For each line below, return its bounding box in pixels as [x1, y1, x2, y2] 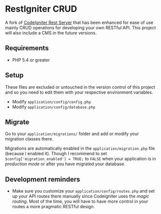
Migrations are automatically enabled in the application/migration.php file [5, 145, 155, 152]
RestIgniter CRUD [5, 3, 77, 15]
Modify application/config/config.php [12, 98, 91, 104]
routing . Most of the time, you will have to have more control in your [12, 198, 148, 204]
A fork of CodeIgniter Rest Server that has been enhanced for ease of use [5, 19, 154, 25]
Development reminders [5, 175, 80, 183]
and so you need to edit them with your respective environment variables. [5, 89, 153, 95]
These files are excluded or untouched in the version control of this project [5, 84, 155, 90]
